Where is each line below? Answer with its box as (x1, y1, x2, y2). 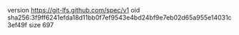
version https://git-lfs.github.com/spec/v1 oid (7, 6, 141, 14)
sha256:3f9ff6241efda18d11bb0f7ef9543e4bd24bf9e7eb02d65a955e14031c (7, 13, 232, 22)
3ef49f (7, 21, 28, 29)
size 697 (28, 21, 54, 29)
